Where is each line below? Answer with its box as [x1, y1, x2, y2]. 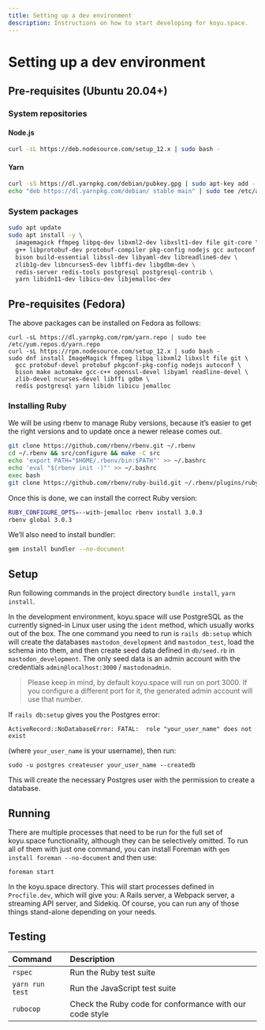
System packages [8, 206, 79, 217]
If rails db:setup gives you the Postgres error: [8, 710, 160, 720]
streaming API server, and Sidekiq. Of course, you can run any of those [8, 899, 239, 908]
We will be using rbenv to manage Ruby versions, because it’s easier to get [8, 418, 252, 428]
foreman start [8, 868, 55, 876]
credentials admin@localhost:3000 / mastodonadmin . [8, 662, 171, 672]
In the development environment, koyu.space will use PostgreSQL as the [8, 612, 244, 622]
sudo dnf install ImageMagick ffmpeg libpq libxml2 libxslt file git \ [8, 354, 248, 362]
